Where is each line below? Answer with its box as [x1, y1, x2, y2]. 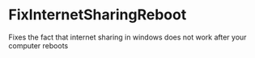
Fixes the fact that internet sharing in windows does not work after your [8, 32, 247, 42]
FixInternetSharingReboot [8, 6, 187, 24]
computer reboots [8, 40, 69, 50]
